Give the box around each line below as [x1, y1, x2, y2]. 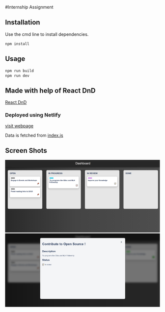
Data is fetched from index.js [5, 132, 63, 138]
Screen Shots [5, 146, 48, 155]
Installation [5, 18, 40, 26]
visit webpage [5, 122, 33, 129]
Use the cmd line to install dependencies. [5, 31, 89, 37]
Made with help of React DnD [5, 87, 96, 95]
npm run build [5, 68, 34, 73]
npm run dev [5, 73, 29, 78]
